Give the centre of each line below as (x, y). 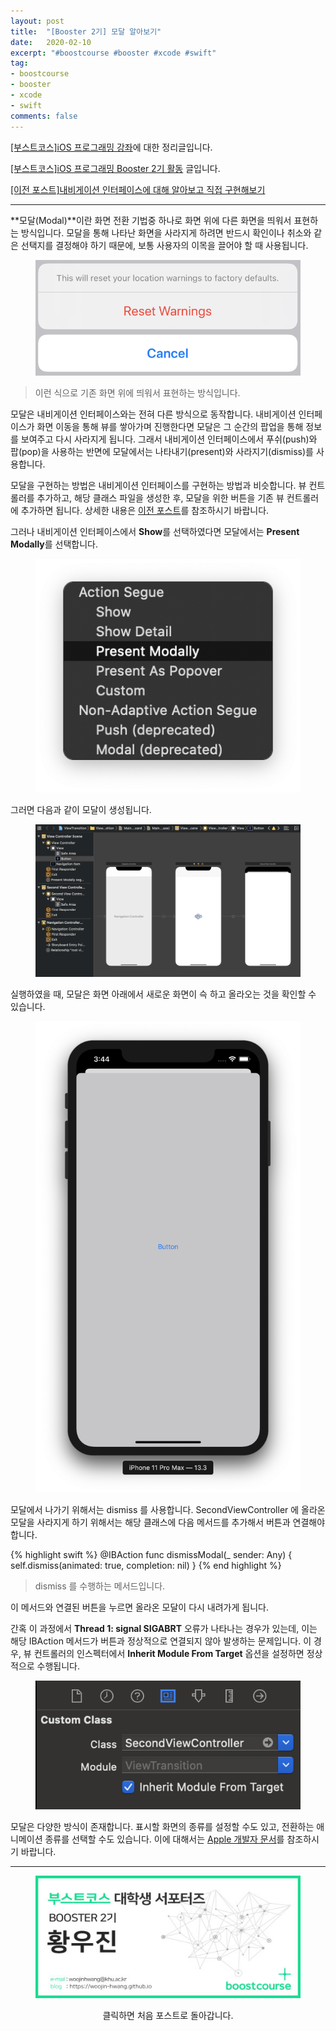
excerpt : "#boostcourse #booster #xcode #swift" (113, 53)
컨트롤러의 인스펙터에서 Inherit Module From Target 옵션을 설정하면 (169, 1654)
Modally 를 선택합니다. (54, 544)
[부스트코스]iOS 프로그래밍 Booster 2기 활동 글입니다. (115, 168)
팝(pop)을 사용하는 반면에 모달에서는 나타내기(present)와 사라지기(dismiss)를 (162, 451)
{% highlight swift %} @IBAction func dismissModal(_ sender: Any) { (151, 1555)
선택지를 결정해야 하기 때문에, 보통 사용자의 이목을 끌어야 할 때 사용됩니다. (164, 245)
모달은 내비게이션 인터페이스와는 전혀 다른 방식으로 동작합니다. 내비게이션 (153, 414)
